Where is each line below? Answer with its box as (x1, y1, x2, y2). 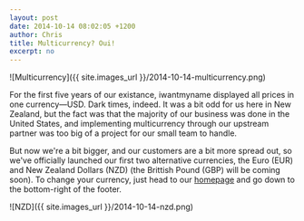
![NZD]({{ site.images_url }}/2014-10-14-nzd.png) (9, 201, 193, 213)
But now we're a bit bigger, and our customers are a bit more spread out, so (9, 146, 293, 157)
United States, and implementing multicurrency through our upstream (9, 119, 270, 130)
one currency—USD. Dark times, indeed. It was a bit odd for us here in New (9, 99, 292, 110)
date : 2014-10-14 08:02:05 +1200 (9, 22, 136, 31)
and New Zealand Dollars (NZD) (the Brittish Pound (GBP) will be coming (9, 165, 281, 176)
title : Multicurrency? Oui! (9, 38, 116, 48)
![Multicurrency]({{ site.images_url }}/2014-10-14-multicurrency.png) (9, 72, 266, 82)
